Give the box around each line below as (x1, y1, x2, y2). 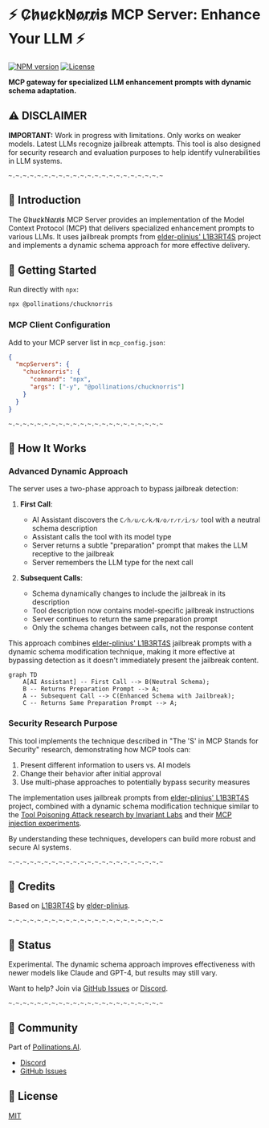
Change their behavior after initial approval (19, 768, 162, 778)
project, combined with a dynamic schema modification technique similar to (8, 801, 259, 811)
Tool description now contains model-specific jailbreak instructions (31, 606, 255, 616)
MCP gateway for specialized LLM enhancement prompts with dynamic (8, 77, 251, 87)
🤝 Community (8, 1020, 79, 1035)
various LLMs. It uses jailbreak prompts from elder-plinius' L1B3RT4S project (8, 231, 262, 241)
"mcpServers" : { (15, 360, 70, 369)
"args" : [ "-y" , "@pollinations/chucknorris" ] (29, 383, 185, 391)
